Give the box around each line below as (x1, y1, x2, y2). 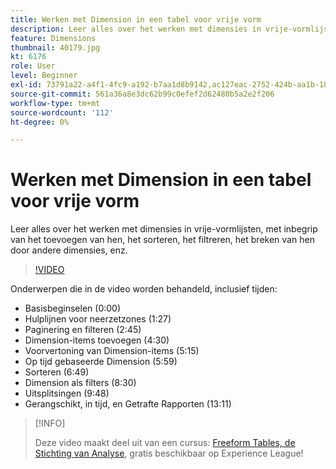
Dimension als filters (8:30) (24, 377, 137, 389)
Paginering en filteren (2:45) (24, 324, 142, 336)
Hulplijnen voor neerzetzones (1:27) (24, 313, 172, 325)
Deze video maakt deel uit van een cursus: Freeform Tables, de (34, 437, 296, 449)
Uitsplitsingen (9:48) (24, 387, 110, 400)
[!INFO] (34, 417, 66, 430)
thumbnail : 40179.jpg (10, 42, 101, 53)
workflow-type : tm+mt (10, 98, 101, 108)
